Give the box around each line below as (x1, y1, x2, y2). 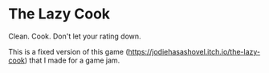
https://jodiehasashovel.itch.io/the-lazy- (128, 47, 261, 56)
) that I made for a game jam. (24, 55, 120, 65)
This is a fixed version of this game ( (8, 47, 128, 56)
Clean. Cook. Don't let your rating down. (8, 31, 142, 41)
